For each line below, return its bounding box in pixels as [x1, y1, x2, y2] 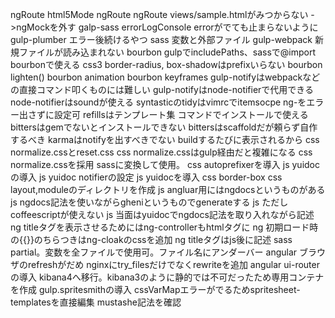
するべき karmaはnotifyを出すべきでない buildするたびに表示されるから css [10, 134, 320, 145]
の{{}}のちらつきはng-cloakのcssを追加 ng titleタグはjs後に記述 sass [10, 234, 293, 245]
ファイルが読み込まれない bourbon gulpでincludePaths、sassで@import [18, 46, 317, 58]
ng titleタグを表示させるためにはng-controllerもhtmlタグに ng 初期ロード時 [10, 221, 319, 233]
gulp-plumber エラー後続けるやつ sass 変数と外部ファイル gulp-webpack [10, 34, 313, 45]
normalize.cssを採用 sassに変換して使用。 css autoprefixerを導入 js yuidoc [10, 159, 321, 170]
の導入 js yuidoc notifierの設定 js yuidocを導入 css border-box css [10, 171, 283, 183]
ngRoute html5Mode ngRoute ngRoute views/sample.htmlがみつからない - [10, 9, 315, 20]
